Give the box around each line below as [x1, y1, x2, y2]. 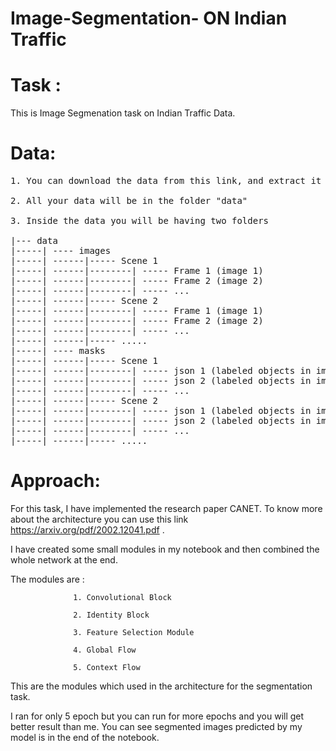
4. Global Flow [73, 645, 137, 655]
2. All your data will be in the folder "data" [10, 195, 248, 207]
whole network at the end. [10, 554, 118, 566]
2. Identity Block [73, 610, 150, 620]
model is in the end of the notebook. [10, 732, 160, 743]
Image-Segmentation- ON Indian [10, 7, 288, 30]
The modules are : [10, 573, 85, 585]
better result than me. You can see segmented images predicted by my [10, 721, 303, 732]
